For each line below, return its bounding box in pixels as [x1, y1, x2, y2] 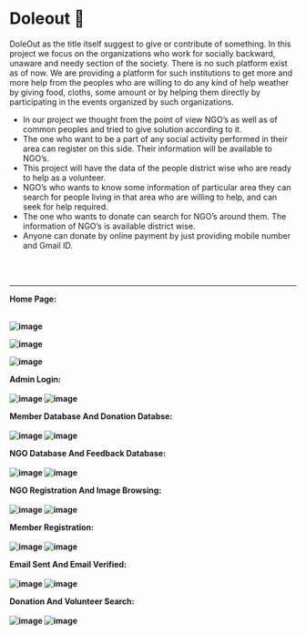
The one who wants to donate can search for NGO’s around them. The [22, 210, 287, 221]
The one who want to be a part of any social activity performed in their [22, 133, 289, 144]
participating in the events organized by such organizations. [9, 96, 234, 108]
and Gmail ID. [22, 240, 74, 251]
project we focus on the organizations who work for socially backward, [9, 47, 276, 58]
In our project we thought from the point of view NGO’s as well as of [22, 114, 278, 125]
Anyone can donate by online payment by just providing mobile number [22, 230, 291, 241]
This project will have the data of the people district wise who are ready [22, 162, 291, 173]
